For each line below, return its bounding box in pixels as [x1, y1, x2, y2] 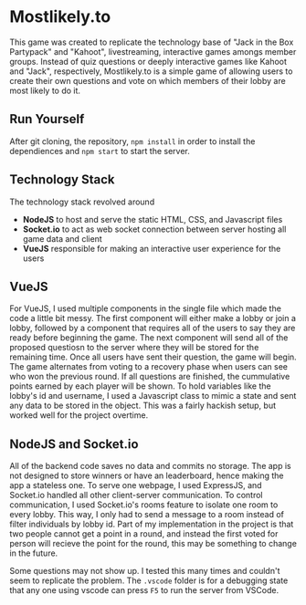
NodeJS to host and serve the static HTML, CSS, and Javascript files [22, 214, 283, 224]
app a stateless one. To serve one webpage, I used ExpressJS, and [9, 480, 262, 491]
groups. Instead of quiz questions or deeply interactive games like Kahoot [9, 56, 288, 67]
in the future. [9, 548, 58, 558]
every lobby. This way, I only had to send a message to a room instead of [9, 509, 285, 520]
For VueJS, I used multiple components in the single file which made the [9, 303, 281, 314]
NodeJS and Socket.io [9, 436, 139, 452]
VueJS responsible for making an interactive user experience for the [22, 243, 281, 254]
